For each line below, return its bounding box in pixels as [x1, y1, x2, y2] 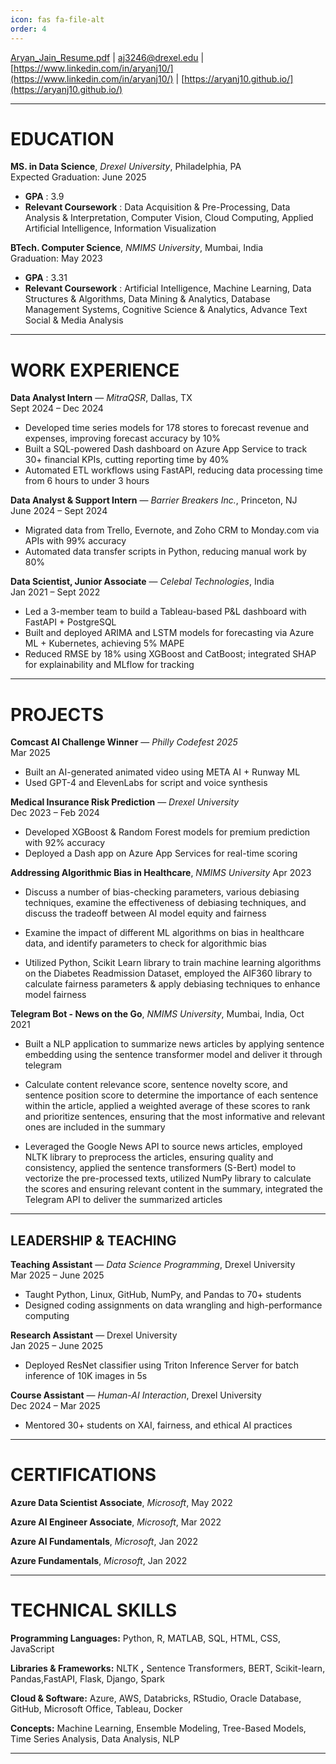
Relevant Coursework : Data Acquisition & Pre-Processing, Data [24, 201, 291, 213]
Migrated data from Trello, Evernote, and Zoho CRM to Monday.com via [24, 524, 320, 536]
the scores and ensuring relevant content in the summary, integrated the [24, 1183, 323, 1195]
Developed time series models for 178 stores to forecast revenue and [24, 422, 310, 434]
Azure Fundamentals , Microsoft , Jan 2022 [10, 1555, 188, 1567]
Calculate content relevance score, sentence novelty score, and [24, 1079, 288, 1091]
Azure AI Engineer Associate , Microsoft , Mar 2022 [10, 1516, 222, 1528]
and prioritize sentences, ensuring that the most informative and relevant [24, 1111, 326, 1123]
